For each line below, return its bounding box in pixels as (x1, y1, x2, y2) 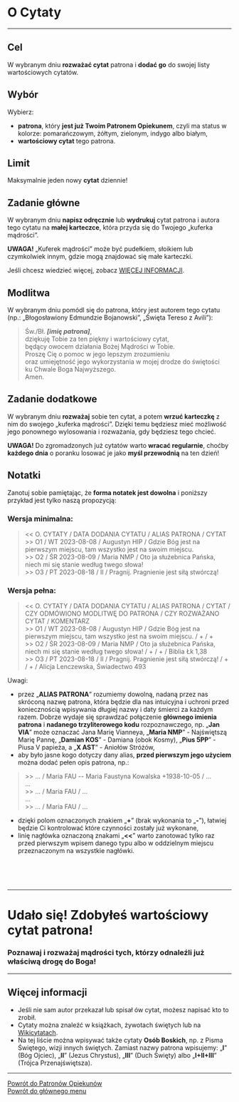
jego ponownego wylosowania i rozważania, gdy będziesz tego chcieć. (7, 427, 216, 436)
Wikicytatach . (17, 1028, 58, 1036)
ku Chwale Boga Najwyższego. (24, 365, 116, 373)
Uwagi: (7, 676, 28, 685)
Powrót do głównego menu (7, 1086, 87, 1095)
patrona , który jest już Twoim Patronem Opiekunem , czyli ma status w (17, 121, 227, 130)
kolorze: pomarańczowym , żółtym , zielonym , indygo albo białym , (17, 129, 208, 138)
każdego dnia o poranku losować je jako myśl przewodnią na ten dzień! (7, 449, 220, 457)
